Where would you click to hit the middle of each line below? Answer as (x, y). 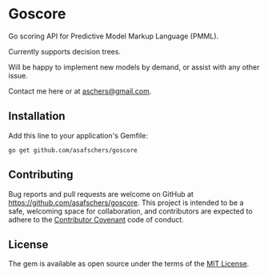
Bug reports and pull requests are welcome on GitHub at (101, 194)
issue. (18, 75)
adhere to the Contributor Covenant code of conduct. (96, 219)
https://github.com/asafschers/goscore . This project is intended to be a (126, 202)
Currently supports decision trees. (65, 51)
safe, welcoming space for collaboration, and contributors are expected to (131, 211)
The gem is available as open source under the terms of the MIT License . (129, 264)
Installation (37, 116)
